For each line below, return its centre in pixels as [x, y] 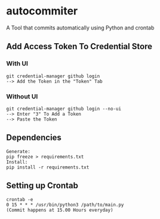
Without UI [22, 96]
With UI [17, 64]
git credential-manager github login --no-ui [64, 109]
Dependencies [34, 138]
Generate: [19, 151]
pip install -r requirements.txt [48, 167]
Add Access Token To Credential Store [79, 46]
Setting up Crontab [42, 186]
